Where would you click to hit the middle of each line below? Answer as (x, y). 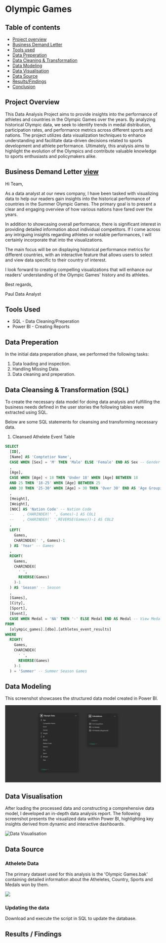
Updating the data (27, 907)
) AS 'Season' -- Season (35, 587)
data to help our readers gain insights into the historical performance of (78, 199)
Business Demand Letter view (52, 172)
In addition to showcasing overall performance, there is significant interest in (83, 224)
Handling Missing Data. (36, 369)
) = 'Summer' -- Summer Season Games (48, 671)
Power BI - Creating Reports (41, 327)
